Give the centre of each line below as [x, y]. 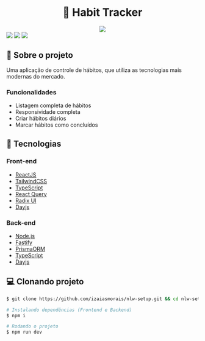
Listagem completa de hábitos [53, 105]
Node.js [25, 236]
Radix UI [26, 200]
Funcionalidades [31, 92]
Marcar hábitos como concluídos [56, 125]
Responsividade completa [48, 112]
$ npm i [16, 315]
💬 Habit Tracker [103, 12]
